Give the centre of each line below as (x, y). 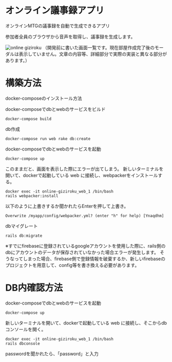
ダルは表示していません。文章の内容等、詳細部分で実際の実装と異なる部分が (86, 54)
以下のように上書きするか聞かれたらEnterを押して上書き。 (67, 206)
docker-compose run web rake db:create (48, 139)
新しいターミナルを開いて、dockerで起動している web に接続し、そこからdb (86, 323)
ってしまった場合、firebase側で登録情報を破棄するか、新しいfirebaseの (90, 259)
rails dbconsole (23, 344)
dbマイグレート (22, 226)
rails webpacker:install (32, 196)
